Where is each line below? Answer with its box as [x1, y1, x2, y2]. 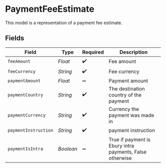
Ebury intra [108, 142, 134, 149]
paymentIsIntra [7, 146, 43, 151]
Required [82, 48, 104, 55]
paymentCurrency [7, 112, 46, 118]
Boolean [58, 145, 78, 152]
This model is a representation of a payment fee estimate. [5, 20, 123, 26]
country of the [108, 91, 142, 98]
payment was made [108, 112, 155, 119]
